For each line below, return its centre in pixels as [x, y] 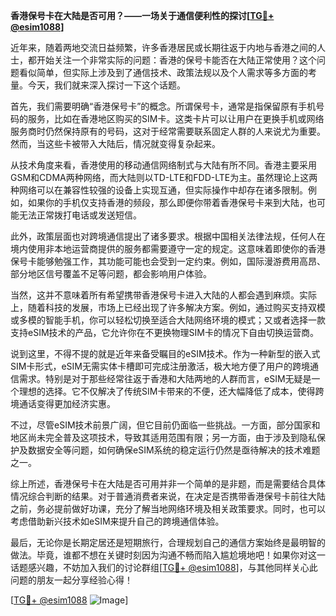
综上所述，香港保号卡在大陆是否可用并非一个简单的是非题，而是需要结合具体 [168, 483]
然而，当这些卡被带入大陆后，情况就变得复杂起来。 [115, 143]
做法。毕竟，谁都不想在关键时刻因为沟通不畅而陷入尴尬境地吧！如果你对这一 [168, 555]
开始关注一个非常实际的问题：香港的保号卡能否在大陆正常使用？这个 [176, 60]
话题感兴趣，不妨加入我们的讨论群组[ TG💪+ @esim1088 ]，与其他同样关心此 [164, 567]
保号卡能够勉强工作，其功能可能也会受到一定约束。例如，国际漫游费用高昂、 [168, 261]
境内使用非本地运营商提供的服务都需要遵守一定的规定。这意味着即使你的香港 [168, 248]
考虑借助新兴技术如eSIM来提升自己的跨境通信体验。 [117, 521]
